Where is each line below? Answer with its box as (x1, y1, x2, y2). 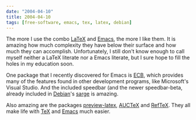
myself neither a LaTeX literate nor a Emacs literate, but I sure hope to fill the (6, 54, 190, 61)
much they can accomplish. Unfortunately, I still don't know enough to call (6, 48, 185, 55)
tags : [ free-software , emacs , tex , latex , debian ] (6, 19, 132, 25)
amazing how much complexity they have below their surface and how (6, 42, 177, 49)
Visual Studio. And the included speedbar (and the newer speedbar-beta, (6, 84, 183, 91)
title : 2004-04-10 (6, 14, 51, 20)
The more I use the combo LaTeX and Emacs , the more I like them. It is (6, 36, 176, 43)
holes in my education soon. (6, 60, 74, 67)
